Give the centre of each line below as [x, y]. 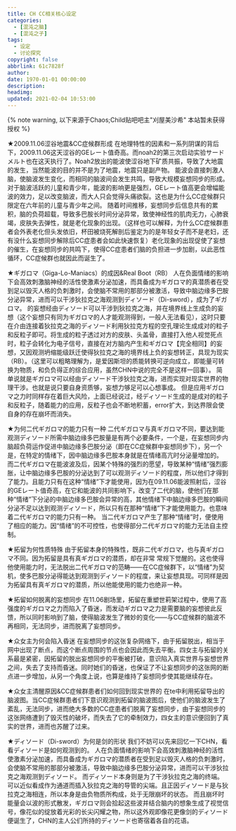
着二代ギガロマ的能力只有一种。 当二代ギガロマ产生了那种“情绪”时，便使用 [116, 517]
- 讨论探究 [27, 54]
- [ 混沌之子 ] [31, 33]
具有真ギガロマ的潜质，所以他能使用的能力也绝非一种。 [106, 585]
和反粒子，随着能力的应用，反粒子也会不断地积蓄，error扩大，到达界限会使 [116, 405]
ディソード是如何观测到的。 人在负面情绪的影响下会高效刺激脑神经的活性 [118, 750]
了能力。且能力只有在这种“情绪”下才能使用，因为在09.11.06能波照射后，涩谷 [117, 482]
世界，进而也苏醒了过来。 [56, 726]
